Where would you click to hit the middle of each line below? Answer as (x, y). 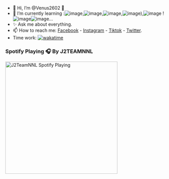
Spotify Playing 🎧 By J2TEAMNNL (49, 51)
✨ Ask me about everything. (43, 24)
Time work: (25, 38)
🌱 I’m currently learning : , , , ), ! (88, 13)
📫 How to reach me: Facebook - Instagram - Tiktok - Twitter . (77, 30)
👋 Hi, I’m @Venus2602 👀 (39, 8)
